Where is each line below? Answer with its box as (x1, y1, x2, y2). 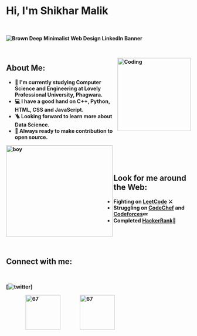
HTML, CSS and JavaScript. (14, 106, 84, 113)
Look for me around (113, 173, 186, 183)
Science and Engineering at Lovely (14, 85, 101, 92)
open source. (14, 133, 48, 140)
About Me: (6, 63, 46, 73)
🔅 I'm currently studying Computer (14, 78, 101, 85)
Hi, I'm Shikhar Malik (6, 4, 108, 18)
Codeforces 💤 (113, 210, 148, 217)
